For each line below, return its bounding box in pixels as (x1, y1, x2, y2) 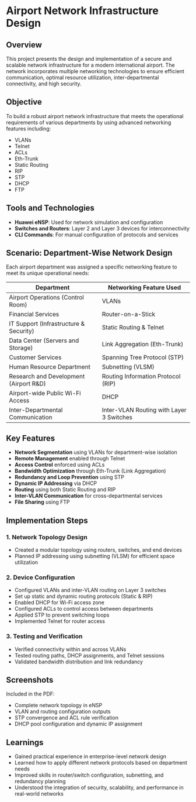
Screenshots (6, 674, 54, 685)
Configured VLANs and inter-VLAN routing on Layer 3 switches (14, 587, 166, 594)
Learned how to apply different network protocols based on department (14, 759, 188, 766)
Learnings (6, 737, 44, 747)
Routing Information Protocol (101, 373, 181, 381)
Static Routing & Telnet (101, 323, 164, 332)
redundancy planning (14, 778, 66, 785)
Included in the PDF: (6, 690, 55, 697)
